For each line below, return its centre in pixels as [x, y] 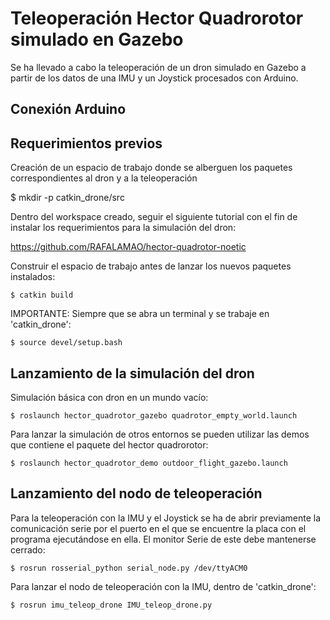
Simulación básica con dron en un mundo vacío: [109, 397]
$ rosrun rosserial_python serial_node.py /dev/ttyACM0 [129, 568]
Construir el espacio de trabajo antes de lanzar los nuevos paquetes [151, 266]
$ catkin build [42, 295]
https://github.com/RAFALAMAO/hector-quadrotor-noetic [128, 247]
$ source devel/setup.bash [66, 343]
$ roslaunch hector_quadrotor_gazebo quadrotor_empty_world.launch [154, 415]
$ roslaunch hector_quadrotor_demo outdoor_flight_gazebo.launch [149, 463]
